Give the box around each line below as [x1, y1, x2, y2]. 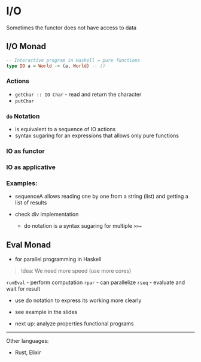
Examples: [6, 179, 38, 187]
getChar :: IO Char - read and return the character [14, 90, 142, 98]
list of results [14, 199, 47, 206]
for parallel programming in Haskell [14, 256, 102, 263]
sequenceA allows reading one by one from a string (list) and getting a [14, 193, 188, 200]
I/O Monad [6, 41, 47, 52]
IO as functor [6, 147, 45, 155]
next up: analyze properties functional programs [14, 320, 134, 327]
